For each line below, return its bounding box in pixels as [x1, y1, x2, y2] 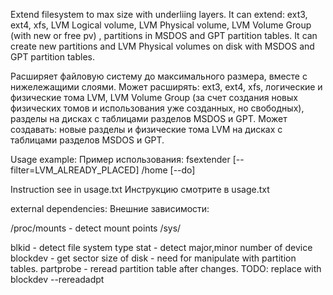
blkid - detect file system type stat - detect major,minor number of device [10, 242, 313, 253]
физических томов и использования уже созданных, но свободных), [10, 102, 305, 114]
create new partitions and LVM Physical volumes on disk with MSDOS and [10, 40, 315, 52]
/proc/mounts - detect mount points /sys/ [10, 222, 182, 234]
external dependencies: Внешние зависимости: [10, 203, 210, 214]
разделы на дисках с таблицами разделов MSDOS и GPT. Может [10, 113, 288, 124]
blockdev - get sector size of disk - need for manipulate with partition [10, 252, 297, 264]
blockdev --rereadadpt [10, 274, 105, 285]
